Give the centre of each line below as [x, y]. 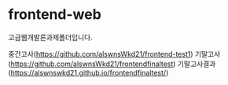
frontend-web [55, 15]
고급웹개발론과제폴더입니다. [50, 37]
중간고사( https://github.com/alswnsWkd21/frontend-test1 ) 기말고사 [114, 54]
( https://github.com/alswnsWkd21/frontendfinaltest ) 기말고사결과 [112, 64]
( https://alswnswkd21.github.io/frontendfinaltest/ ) [88, 72]
